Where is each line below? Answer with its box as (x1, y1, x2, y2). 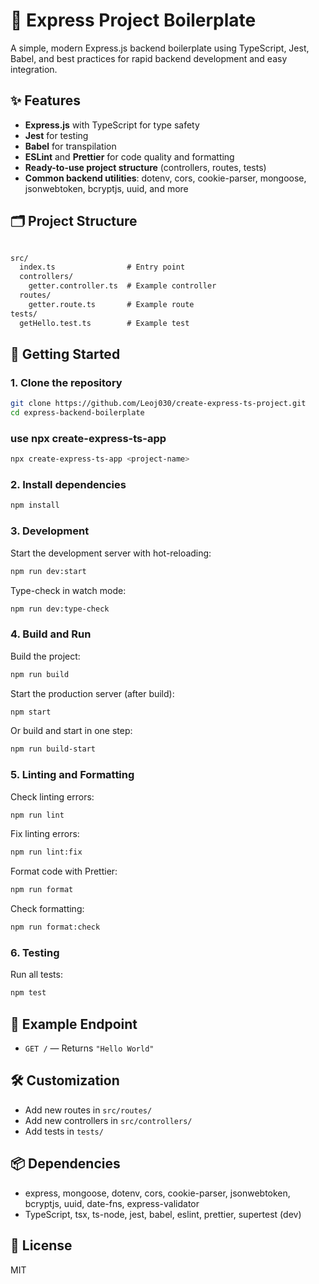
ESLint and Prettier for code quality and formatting (24, 150, 235, 163)
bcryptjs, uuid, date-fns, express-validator (24, 1197, 200, 1209)
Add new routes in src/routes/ (24, 1104, 153, 1116)
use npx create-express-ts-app (10, 431, 167, 445)
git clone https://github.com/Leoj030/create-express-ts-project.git (10, 399, 307, 409)
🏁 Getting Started (10, 345, 121, 363)
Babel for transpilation (24, 140, 117, 152)
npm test (10, 988, 47, 998)
